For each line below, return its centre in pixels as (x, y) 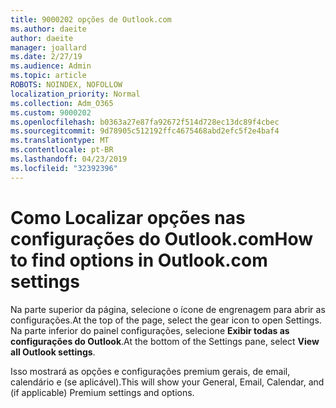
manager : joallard (48, 47)
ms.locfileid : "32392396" (64, 168)
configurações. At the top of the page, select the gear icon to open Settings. (166, 320)
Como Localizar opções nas (128, 217)
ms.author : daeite (48, 29)
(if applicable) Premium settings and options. (102, 392)
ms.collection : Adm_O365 (62, 103)
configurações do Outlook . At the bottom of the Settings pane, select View (165, 341)
